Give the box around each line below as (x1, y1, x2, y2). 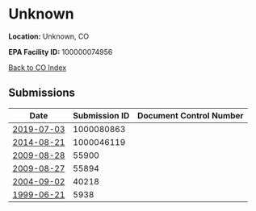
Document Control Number (136, 110, 244, 121)
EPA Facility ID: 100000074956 (8, 47, 113, 56)
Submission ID (72, 110, 130, 121)
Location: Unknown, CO (8, 31, 90, 41)
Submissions (8, 86, 75, 100)
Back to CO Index (8, 62, 67, 72)
